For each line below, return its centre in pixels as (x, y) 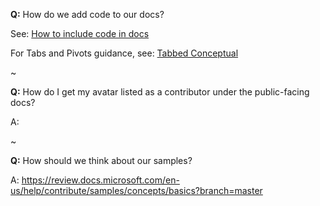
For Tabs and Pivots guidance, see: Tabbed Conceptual (124, 53)
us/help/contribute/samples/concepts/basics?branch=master (136, 190)
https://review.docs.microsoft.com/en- (100, 180)
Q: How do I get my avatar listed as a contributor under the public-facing (160, 92)
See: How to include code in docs (80, 33)
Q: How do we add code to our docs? (87, 14)
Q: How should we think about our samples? (101, 160)
